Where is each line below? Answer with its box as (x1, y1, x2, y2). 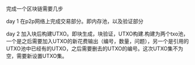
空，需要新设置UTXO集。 (6, 53, 68, 59)
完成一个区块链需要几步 (6, 5, 63, 12)
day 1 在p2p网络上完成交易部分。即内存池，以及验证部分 (6, 18, 144, 25)
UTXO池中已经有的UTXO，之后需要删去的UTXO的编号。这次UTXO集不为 (6, 45, 183, 52)
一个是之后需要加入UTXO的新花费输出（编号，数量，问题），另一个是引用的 (6, 38, 189, 44)
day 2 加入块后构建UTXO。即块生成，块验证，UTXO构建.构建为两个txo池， (6, 30, 189, 37)
